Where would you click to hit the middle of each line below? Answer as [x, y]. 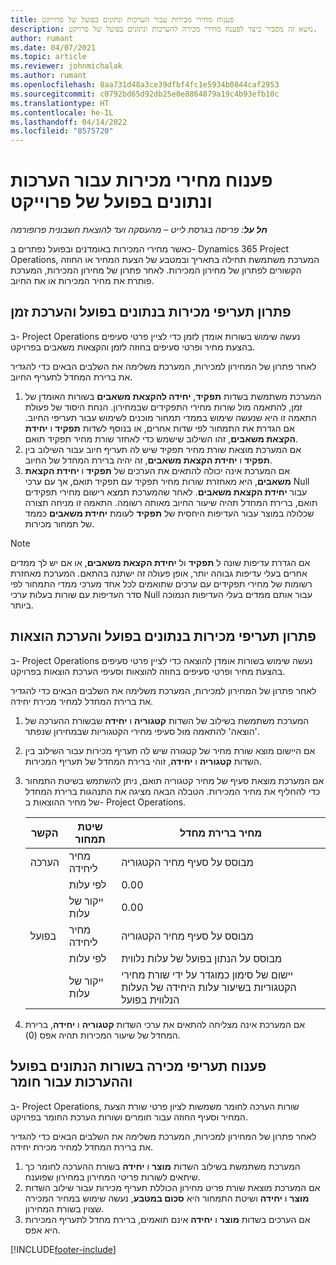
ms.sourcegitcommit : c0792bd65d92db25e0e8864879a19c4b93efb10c [145, 94]
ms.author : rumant [48, 76]
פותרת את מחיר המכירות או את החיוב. [82, 281]
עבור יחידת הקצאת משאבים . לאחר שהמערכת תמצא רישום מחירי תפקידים [166, 492]
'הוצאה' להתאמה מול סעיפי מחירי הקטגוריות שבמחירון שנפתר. [142, 731]
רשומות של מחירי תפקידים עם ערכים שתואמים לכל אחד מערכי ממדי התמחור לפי [161, 583]
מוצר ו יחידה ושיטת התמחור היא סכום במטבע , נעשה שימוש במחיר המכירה [167, 1198]
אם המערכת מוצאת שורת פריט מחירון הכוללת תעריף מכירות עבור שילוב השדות [172, 1187]
